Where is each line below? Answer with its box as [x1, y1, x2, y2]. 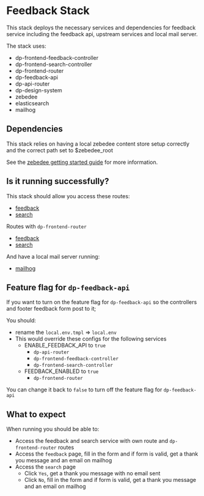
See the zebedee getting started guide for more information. [6, 158, 158, 166]
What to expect [6, 409, 66, 420]
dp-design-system [15, 86, 62, 94]
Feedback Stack [6, 4, 90, 18]
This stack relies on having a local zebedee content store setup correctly [6, 140, 190, 147]
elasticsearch [15, 99, 49, 107]
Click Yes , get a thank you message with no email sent [24, 470, 161, 477]
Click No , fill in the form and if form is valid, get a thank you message [24, 476, 197, 484]
